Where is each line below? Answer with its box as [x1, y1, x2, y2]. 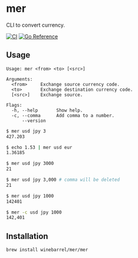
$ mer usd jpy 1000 [6, 193, 54, 199]
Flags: [6, 102, 22, 108]
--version [21, 117, 46, 123]
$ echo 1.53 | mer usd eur [6, 144, 73, 150]
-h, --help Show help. [11, 107, 83, 113]
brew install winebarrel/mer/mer [6, 247, 88, 253]
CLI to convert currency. [6, 21, 65, 28]
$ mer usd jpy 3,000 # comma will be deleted [6, 177, 120, 183]
